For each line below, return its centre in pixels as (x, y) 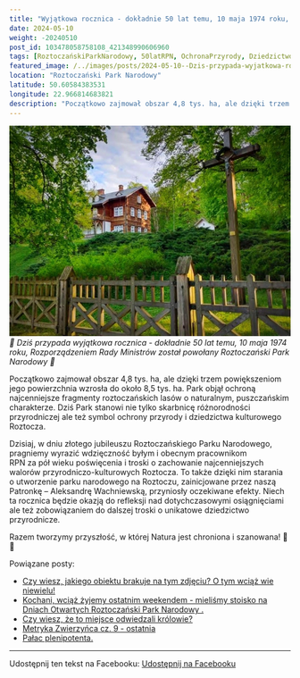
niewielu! (39, 590)
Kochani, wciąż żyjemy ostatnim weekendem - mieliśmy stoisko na (145, 600)
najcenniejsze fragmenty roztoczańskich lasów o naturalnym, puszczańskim (149, 398)
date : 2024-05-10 (42, 28)
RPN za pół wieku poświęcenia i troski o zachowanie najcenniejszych (137, 463)
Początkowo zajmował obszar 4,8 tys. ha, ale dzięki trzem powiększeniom (146, 379)
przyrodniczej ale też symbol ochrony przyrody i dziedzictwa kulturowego (146, 417)
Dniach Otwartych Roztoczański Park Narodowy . (112, 610)
